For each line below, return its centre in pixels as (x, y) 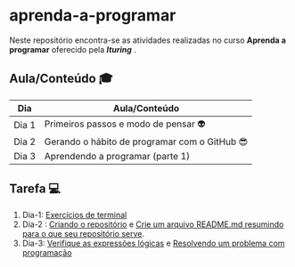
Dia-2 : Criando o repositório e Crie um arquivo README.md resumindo (153, 224)
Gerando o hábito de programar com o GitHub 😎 (146, 142)
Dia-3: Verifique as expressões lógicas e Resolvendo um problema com (153, 243)
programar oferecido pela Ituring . (73, 49)
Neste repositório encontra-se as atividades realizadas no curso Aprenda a (148, 40)
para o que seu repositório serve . (83, 233)
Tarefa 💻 (35, 189)
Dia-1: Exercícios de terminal (74, 214)
